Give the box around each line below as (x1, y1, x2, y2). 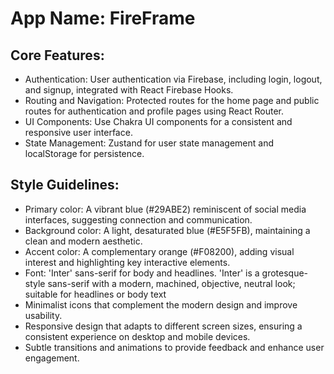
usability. (24, 309, 63, 321)
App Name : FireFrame (10, 7, 196, 30)
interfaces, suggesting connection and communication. (24, 213, 253, 226)
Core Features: (10, 47, 105, 64)
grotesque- (261, 267, 309, 279)
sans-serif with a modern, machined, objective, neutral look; (47, 277, 296, 289)
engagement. (24, 352, 80, 364)
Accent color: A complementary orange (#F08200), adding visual (24, 245, 295, 257)
